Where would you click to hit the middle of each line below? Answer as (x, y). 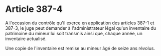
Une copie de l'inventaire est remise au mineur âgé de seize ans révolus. (80, 48)
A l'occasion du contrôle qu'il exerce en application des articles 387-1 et (80, 23)
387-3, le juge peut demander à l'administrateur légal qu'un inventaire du (81, 28)
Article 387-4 (34, 9)
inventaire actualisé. (26, 39)
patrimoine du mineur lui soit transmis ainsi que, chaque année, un (74, 33)
